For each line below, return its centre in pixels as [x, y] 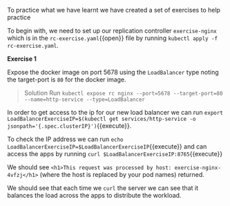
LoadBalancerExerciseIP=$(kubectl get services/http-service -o [102, 119]
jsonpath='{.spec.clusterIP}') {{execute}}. [69, 126]
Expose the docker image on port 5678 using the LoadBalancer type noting [113, 72]
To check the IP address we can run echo [65, 139]
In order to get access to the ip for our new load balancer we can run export [115, 112]
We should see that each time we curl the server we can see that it [103, 188]
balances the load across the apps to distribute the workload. [94, 195]
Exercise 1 [22, 59]
